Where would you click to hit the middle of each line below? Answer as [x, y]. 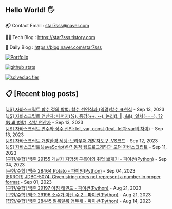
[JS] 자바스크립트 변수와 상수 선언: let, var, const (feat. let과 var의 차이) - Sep [84, 128]
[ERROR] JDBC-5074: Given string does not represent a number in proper [83, 176]
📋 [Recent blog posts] [42, 94]
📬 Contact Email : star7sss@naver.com [47, 25]
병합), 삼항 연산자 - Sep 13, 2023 [50, 122]
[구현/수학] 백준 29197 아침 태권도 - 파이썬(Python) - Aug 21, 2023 [73, 188]
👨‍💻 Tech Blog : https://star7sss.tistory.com [50, 37]
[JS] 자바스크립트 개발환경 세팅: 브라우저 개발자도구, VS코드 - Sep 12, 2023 [82, 140]
